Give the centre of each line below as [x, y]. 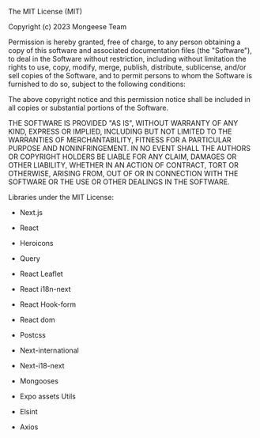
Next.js [31, 212]
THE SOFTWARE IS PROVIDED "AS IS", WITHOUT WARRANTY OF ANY [123, 123]
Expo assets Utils [48, 396]
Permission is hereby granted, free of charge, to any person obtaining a [124, 42]
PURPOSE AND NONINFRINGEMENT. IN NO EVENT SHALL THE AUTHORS [130, 148]
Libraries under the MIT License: [61, 197]
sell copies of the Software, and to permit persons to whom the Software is [130, 76]
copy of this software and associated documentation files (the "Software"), [130, 50]
